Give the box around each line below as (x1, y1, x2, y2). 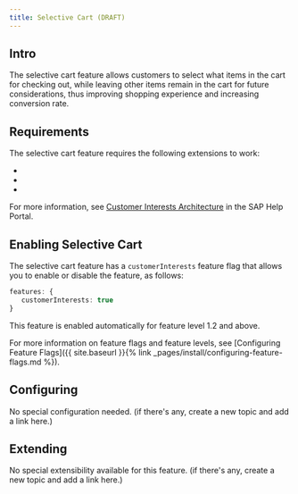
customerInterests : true (21, 296, 114, 305)
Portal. (9, 211, 34, 222)
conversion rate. (9, 98, 70, 109)
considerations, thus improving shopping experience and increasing (9, 88, 260, 99)
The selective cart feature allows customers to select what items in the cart (9, 70, 286, 80)
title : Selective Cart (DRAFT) (9, 13, 126, 22)
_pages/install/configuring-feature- (153, 347, 283, 357)
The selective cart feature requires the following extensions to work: (9, 148, 261, 159)
